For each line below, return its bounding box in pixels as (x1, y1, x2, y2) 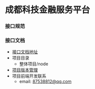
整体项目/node (19, 61, 48, 67)
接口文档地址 (12, 49, 38, 55)
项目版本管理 (12, 67, 38, 73)
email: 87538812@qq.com (19, 78, 72, 85)
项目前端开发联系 (12, 73, 47, 79)
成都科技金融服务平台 (5, 4, 91, 15)
